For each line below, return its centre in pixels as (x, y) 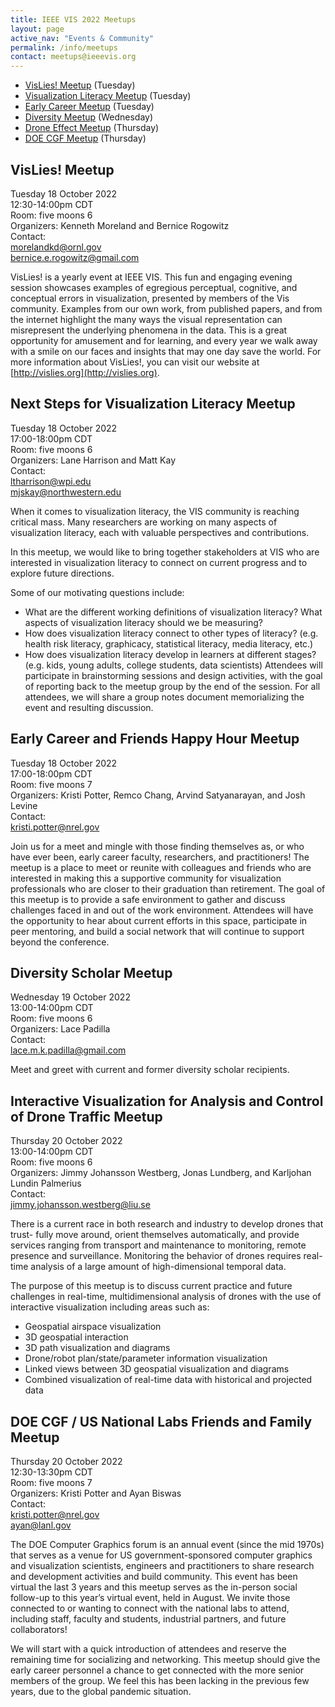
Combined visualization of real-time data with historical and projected (168, 1380)
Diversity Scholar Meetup (91, 972)
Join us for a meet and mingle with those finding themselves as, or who (157, 846)
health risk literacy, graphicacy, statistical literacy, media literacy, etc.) (169, 643)
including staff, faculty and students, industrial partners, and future (148, 1619)
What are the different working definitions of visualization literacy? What (173, 612)
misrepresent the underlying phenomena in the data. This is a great (149, 330)
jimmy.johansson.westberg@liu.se (80, 1205)
